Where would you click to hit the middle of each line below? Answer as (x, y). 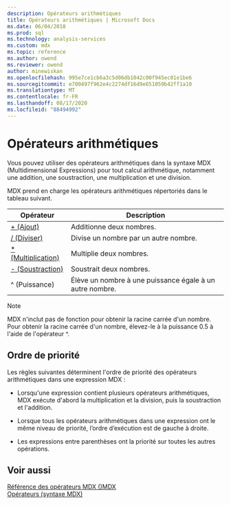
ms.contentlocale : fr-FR (43, 97)
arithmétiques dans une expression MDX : (66, 379)
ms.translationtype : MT (41, 90)
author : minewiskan (35, 71)
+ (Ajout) (25, 227)
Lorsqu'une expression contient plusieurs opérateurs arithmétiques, (113, 393)
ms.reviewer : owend (35, 65)
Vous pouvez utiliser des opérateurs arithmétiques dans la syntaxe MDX (109, 163)
